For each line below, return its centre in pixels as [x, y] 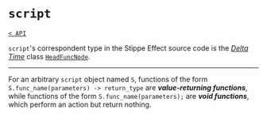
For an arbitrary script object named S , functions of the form [108, 79]
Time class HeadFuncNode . [49, 56]
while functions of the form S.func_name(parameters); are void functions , [129, 96]
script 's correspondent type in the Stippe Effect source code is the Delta [128, 48]
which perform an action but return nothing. [80, 104]
